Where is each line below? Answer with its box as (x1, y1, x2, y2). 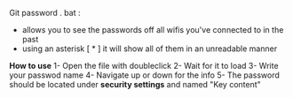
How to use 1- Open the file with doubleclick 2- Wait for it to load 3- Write (9, 61, 279, 71)
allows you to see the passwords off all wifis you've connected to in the (21, 25, 284, 34)
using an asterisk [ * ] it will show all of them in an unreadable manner (21, 43, 278, 54)
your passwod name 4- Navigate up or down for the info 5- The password (9, 70, 280, 80)
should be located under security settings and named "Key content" (9, 79, 262, 89)
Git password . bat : (9, 8, 81, 18)
